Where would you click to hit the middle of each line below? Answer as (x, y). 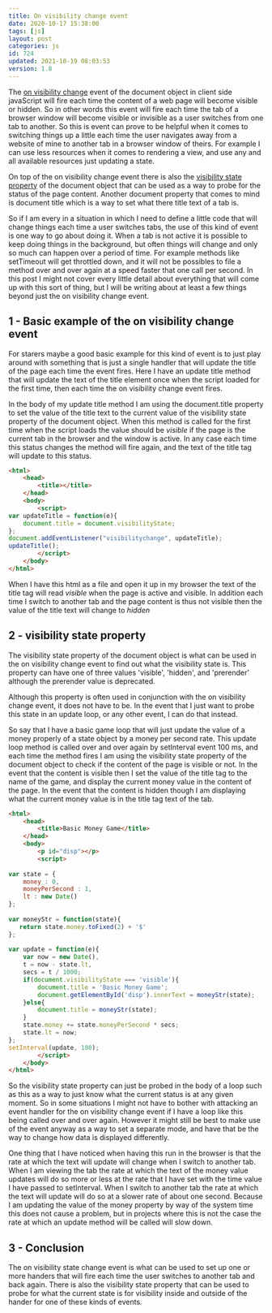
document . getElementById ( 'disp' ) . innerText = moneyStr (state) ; (146, 995)
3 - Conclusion (47, 1248)
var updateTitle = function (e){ (63, 516)
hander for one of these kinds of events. (76, 1302)
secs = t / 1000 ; (52, 972)
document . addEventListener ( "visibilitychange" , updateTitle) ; (115, 538)
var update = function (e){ (54, 950)
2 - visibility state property (77, 635)
